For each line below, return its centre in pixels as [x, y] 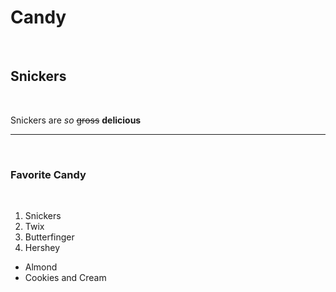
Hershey [42, 248]
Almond [41, 267]
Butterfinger [49, 237]
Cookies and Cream [65, 278]
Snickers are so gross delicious [76, 120]
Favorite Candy [48, 174]
